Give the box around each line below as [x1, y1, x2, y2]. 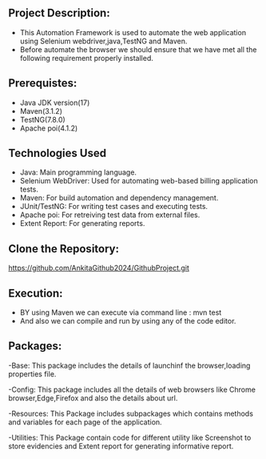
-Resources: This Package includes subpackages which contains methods [8, 409, 254, 418]
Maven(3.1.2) [19, 106, 62, 115]
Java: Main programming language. [19, 167, 137, 177]
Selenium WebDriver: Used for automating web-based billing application [19, 176, 258, 186]
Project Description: [8, 6, 110, 20]
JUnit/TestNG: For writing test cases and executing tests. [19, 202, 208, 211]
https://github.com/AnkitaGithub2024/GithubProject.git [8, 264, 190, 273]
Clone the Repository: [8, 242, 120, 256]
